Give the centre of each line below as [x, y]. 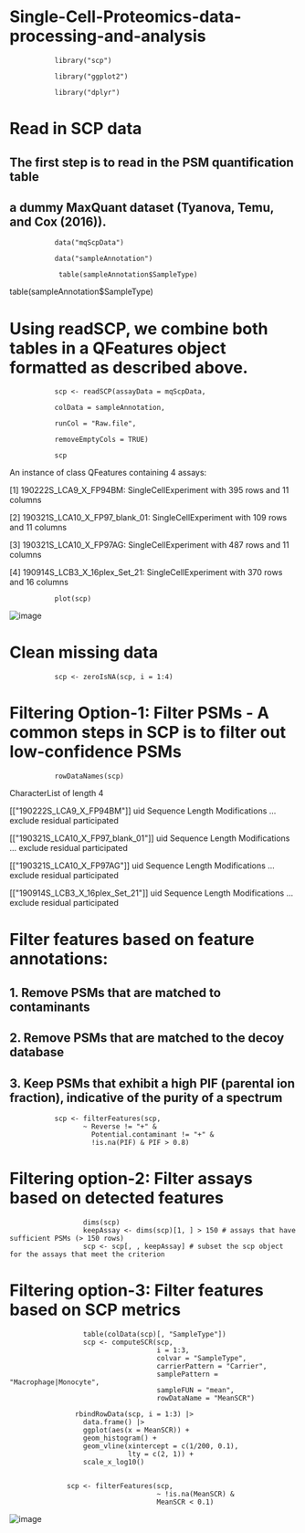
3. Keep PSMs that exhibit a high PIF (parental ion [152, 1083]
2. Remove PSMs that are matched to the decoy [147, 1038]
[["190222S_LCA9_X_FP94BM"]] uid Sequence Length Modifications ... [143, 811]
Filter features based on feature [132, 940]
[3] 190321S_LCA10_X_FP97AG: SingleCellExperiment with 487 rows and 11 [149, 545]
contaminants [50, 1007]
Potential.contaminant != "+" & [152, 1134]
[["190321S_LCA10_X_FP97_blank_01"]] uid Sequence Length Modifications [150, 838]
